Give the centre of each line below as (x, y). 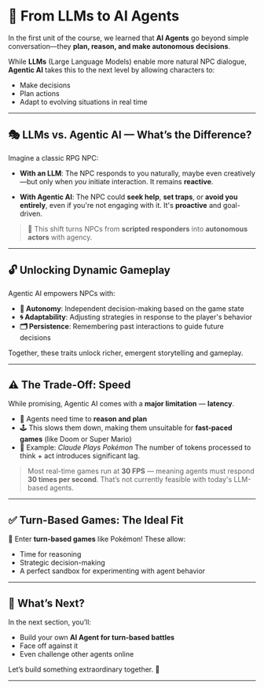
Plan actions (40, 93)
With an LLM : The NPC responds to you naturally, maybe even (121, 173)
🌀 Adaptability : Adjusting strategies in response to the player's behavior (136, 317)
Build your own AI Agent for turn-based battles (97, 637)
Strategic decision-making (62, 563)
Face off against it (49, 646)
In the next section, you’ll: (50, 622)
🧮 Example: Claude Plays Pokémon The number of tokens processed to (135, 447)
